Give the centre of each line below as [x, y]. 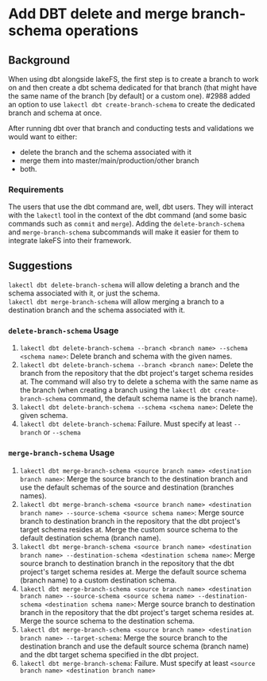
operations [102, 31]
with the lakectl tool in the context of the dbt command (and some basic [128, 215]
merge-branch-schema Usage [62, 453]
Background [39, 60]
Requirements [36, 189]
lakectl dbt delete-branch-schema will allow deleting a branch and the [124, 285]
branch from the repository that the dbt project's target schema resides [137, 373]
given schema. [44, 416]
